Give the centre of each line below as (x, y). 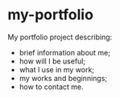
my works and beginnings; (63, 78)
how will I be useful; (52, 61)
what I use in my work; (56, 69)
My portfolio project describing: (60, 37)
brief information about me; (64, 52)
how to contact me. (51, 87)
